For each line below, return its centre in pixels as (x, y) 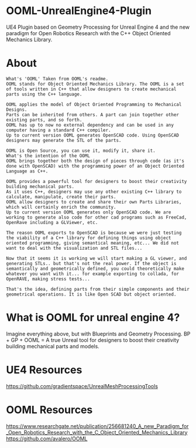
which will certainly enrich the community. (61, 207)
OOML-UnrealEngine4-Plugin (79, 11)
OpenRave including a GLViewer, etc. (52, 222)
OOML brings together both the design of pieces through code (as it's (95, 161)
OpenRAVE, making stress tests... (48, 279)
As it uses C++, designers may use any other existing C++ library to (94, 192)
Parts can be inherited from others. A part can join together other (93, 115)
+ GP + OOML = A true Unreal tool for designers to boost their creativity (93, 340)
